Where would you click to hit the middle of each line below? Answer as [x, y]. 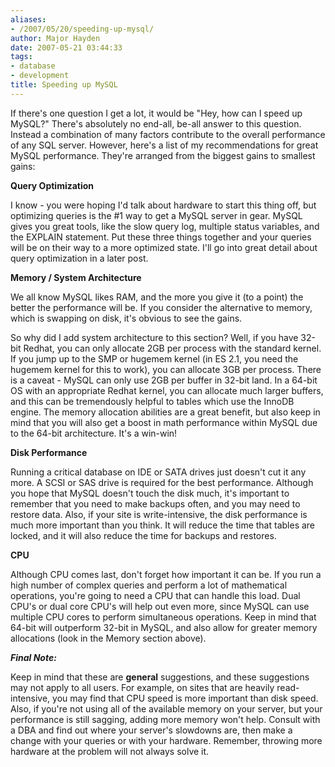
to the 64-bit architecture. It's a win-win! [94, 433]
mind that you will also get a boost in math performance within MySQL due [164, 422]
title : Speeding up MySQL [64, 85]
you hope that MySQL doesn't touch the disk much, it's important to [150, 493]
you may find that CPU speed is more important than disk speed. [185, 698]
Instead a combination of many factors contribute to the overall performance [168, 134]
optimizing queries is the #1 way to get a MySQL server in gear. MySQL [156, 215]
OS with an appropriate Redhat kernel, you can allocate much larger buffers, [167, 390]
